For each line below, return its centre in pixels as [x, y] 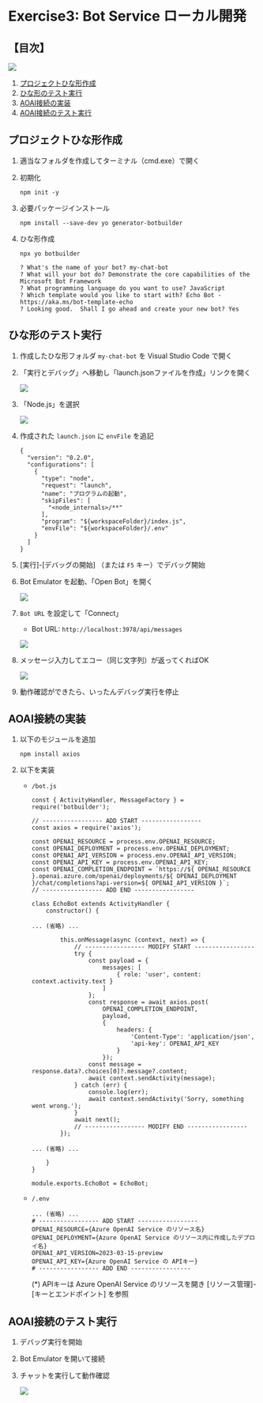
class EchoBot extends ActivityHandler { [100, 904]
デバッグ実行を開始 [51, 1342]
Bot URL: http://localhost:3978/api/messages [107, 628]
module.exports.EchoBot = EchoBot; [90, 1184]
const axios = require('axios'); [86, 828]
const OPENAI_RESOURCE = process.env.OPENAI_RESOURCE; [123, 842]
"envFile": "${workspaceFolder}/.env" [105, 528]
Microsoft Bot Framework [60, 281]
